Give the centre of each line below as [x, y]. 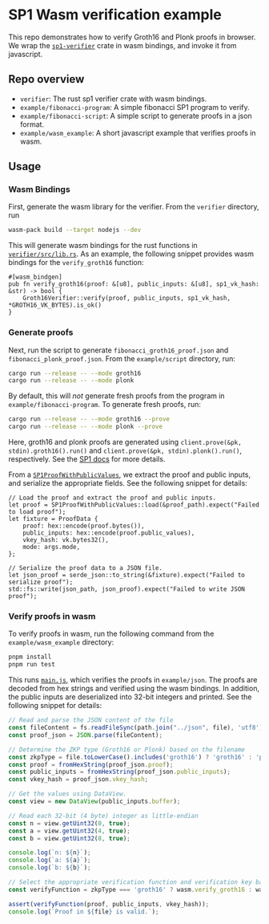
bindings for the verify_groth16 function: [76, 263]
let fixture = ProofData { [53, 519]
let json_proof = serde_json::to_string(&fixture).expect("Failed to [127, 576]
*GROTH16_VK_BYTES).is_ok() [55, 305]
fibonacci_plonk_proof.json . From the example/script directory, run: [122, 358]
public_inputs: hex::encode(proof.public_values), [109, 533]
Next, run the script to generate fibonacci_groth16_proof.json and [118, 350]
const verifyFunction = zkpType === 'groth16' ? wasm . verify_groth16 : [130, 889]
